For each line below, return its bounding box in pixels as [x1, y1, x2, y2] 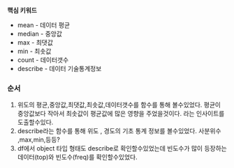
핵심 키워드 [7, 6, 37, 14]
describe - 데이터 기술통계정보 [17, 65, 102, 72]
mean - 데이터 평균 [17, 21, 71, 29]
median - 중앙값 [17, 30, 63, 38]
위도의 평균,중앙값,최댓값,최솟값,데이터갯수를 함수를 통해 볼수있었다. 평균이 [17, 100, 221, 109]
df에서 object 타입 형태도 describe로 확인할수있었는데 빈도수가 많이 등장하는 [17, 144, 227, 153]
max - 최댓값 [17, 38, 54, 47]
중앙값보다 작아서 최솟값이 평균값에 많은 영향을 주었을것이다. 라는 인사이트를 [17, 109, 225, 118]
